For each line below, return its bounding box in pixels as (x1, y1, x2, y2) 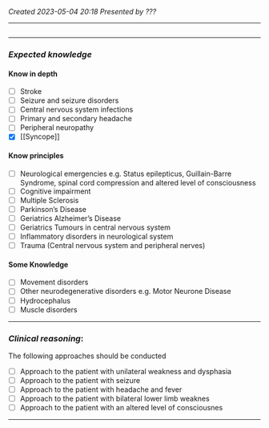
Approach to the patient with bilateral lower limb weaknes (19, 393, 210, 404)
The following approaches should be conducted (8, 351, 167, 361)
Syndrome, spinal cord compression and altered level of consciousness (19, 177, 256, 187)
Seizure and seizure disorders (19, 96, 119, 105)
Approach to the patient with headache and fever (19, 385, 183, 394)
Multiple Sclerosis (19, 195, 79, 205)
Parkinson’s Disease (19, 204, 86, 214)
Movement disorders (19, 277, 89, 287)
